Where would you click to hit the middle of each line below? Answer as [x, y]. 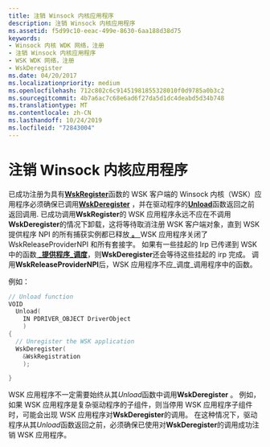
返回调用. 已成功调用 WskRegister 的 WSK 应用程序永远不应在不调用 [120, 214]
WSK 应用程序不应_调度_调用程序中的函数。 [184, 264]
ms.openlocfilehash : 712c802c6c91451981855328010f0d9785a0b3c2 [117, 90]
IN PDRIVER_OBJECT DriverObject [77, 319]
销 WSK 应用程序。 [40, 435]
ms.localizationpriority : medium [64, 83]
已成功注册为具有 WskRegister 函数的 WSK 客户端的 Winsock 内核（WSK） [131, 194]
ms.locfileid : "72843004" [51, 128]
